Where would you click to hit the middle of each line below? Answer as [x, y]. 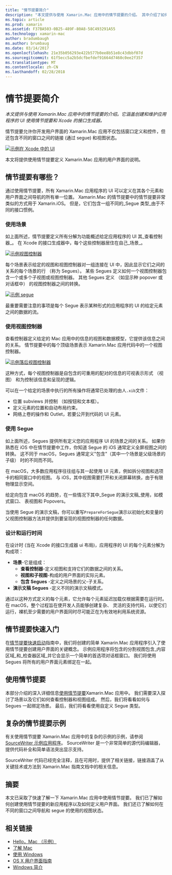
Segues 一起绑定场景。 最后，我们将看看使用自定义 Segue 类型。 [74, 705]
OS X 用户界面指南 [32, 861]
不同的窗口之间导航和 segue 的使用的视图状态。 [56, 810]
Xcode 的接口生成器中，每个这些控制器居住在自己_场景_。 [84, 243]
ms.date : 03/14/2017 [27, 48]
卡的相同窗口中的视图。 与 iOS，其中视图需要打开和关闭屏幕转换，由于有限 [84, 477]
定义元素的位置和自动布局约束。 [46, 408]
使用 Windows [28, 854]
